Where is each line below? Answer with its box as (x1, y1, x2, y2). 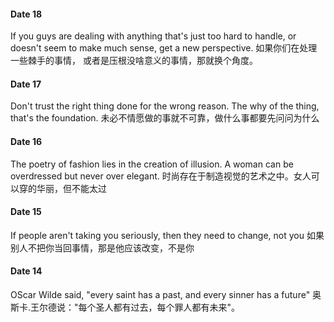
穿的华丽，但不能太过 (18, 182, 107, 194)
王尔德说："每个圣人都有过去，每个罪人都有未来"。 (30, 301, 241, 314)
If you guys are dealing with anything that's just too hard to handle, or (10, 30, 297, 42)
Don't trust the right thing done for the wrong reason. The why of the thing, (10, 100, 320, 112)
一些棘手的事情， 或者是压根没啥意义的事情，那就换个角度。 (10, 55, 258, 67)
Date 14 (10, 265, 43, 277)
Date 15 (10, 206, 42, 218)
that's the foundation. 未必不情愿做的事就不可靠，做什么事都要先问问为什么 (10, 112, 320, 124)
